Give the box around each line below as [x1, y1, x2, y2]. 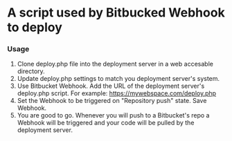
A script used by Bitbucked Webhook [7, 5, 225, 21]
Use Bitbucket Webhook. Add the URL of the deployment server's [17, 82, 205, 91]
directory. [17, 67, 45, 75]
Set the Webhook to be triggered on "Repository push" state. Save [17, 97, 207, 105]
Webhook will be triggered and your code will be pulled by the [17, 119, 195, 127]
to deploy [7, 19, 62, 35]
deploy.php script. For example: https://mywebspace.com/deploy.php [17, 89, 217, 97]
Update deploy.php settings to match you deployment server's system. [17, 75, 220, 83]
